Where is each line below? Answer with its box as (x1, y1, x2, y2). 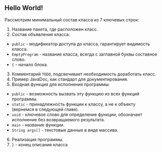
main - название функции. (11, 122, 65, 128)
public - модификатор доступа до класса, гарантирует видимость (11, 41, 150, 47)
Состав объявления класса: (11, 31, 70, 37)
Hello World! (4, 4, 43, 12)
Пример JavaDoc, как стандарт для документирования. (11, 76, 129, 82)
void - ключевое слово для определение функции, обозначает (11, 112, 142, 117)
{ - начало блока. (11, 61, 48, 67)
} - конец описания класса (11, 141, 68, 148)
